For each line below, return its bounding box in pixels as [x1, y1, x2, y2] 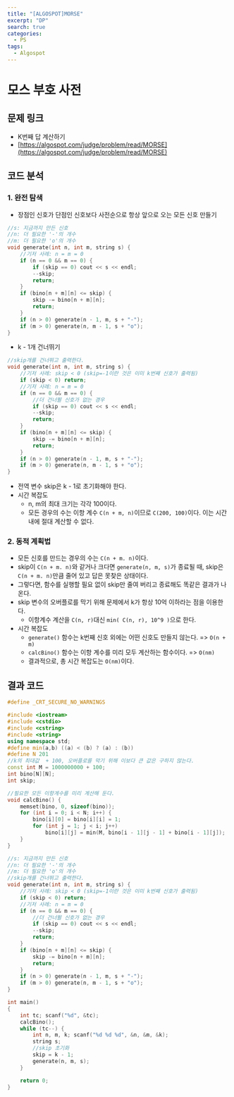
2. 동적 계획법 [7, 537, 51, 546]
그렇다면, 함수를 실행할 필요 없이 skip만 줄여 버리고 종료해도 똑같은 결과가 [17, 580, 220, 589]
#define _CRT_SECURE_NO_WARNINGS [7, 699, 106, 706]
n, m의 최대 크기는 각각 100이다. [27, 500, 118, 508]
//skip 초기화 [32, 1045, 70, 1052]
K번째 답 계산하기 [17, 132, 66, 141]
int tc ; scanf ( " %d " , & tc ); [20, 1012, 99, 1019]
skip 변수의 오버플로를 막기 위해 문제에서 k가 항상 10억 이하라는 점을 [17, 598, 205, 606]
